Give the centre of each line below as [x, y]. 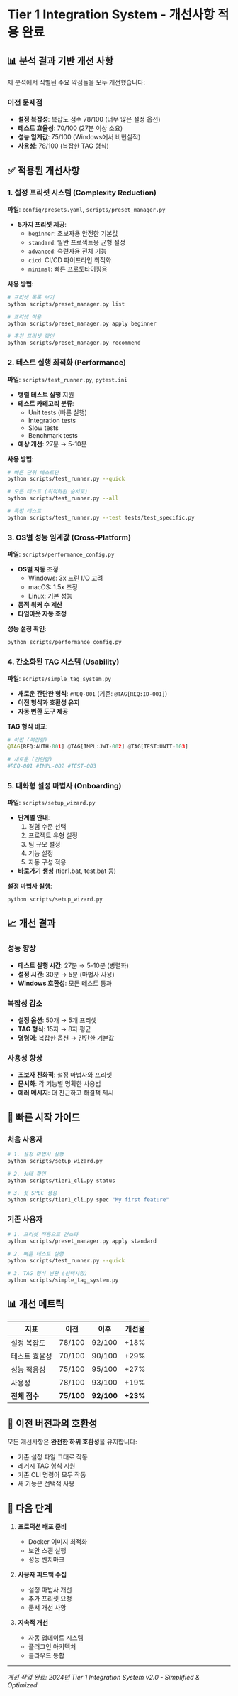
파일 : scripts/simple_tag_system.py [59, 679]
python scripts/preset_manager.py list [66, 304]
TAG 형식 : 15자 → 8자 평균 [54, 1029]
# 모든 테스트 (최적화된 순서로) [48, 492]
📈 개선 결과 [32, 924]
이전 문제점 [25, 102]
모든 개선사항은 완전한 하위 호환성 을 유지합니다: [72, 1442]
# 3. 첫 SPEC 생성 [32, 1193]
